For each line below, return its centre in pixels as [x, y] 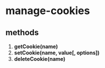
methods [22, 33]
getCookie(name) [36, 46]
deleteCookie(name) [40, 59]
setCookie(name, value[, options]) [57, 53]
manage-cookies [48, 11]
